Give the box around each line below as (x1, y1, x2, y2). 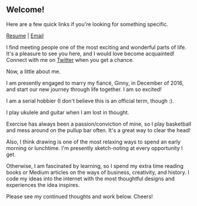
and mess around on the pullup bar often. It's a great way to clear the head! (6, 126, 191, 133)
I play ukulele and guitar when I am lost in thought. (6, 108, 129, 116)
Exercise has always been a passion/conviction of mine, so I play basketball (6, 120, 192, 127)
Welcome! (6, 5, 45, 15)
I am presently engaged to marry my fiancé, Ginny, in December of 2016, (6, 79, 184, 86)
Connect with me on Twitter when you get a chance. (6, 56, 134, 63)
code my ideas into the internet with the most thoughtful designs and (6, 175, 175, 182)
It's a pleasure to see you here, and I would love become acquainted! (6, 50, 175, 57)
